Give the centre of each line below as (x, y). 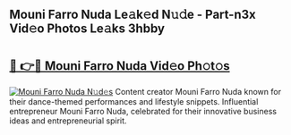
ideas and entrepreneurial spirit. (68, 121)
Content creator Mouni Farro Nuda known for (198, 92)
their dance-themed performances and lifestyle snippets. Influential (134, 101)
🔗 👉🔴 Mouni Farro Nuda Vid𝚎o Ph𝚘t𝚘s (120, 66)
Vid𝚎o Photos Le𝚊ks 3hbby (87, 29)
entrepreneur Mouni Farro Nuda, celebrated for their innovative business (143, 111)
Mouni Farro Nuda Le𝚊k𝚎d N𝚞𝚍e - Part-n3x (133, 15)
